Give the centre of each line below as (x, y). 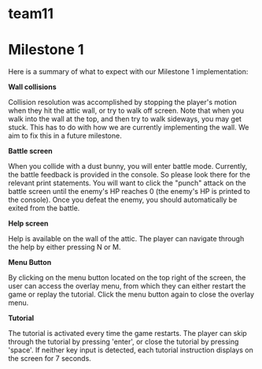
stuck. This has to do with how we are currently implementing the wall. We (129, 128)
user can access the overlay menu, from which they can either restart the (127, 286)
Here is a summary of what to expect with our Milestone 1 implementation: (128, 72)
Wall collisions (32, 87)
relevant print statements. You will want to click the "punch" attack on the (127, 183)
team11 (31, 14)
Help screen (28, 224)
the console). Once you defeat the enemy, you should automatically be (123, 200)
